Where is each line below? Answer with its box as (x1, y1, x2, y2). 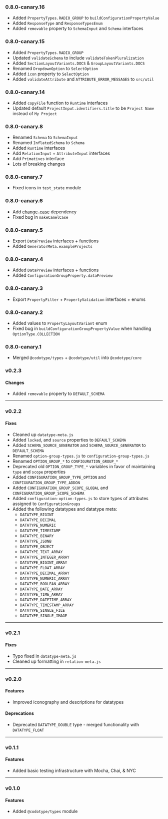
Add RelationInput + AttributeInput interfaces (12, 150, 110, 156)
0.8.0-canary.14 (5, 89, 45, 96)
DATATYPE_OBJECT (19, 544, 54, 549)
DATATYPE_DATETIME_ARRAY (19, 597, 72, 602)
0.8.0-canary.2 (5, 309, 43, 316)
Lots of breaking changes (12, 161, 65, 167)
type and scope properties (12, 469, 66, 475)
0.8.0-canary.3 (5, 285, 43, 292)
